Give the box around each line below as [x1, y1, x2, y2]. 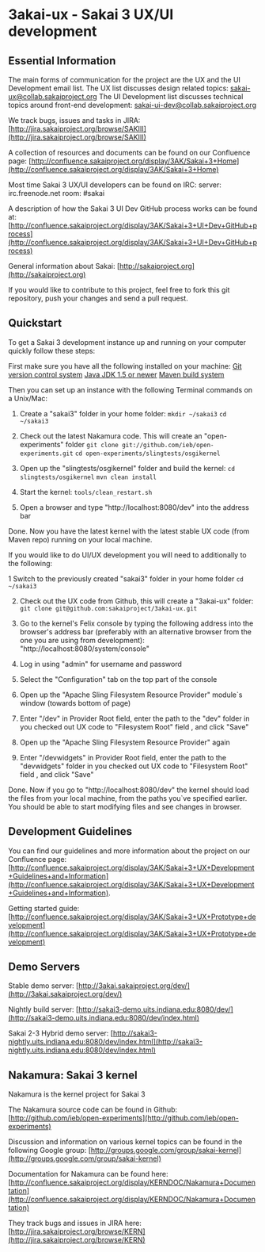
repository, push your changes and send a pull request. [8, 293, 188, 303]
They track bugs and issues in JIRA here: [8, 1219, 142, 1228]
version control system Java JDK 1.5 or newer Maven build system [8, 369, 225, 379]
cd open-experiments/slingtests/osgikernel [74, 450, 221, 458]
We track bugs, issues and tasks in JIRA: [8, 116, 141, 124]
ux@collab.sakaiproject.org [8, 92, 97, 101]
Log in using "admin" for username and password [19, 659, 182, 668]
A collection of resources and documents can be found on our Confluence [8, 148, 251, 157]
